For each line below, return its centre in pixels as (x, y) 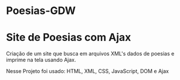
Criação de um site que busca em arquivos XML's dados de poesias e (90, 54)
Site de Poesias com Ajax (69, 38)
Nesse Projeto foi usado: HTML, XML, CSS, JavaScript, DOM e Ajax (87, 71)
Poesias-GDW (41, 11)
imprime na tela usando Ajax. (41, 60)
